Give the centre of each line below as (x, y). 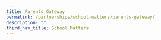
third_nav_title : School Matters (48, 28)
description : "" (26, 22)
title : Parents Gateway (36, 11)
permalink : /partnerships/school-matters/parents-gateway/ (81, 17)
